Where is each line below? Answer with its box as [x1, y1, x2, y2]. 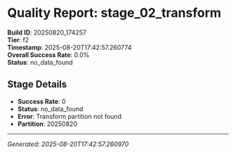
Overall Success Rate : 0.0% [7, 51, 90, 59]
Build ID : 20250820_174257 [7, 28, 86, 37]
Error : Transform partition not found [17, 112, 122, 120]
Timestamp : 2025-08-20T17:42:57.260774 [7, 43, 132, 51]
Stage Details [7, 79, 67, 91]
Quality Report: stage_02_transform [7, 5, 221, 21]
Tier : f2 [7, 35, 29, 44]
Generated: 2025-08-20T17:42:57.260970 [7, 139, 129, 148]
